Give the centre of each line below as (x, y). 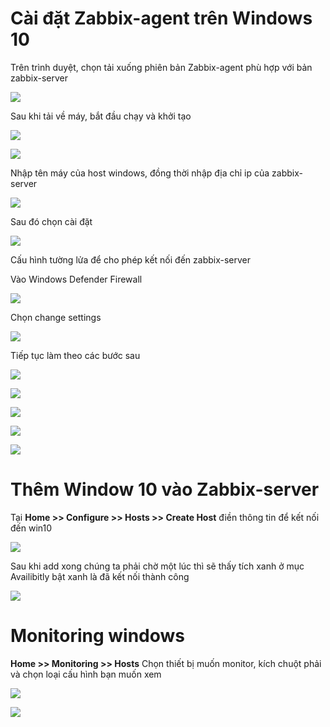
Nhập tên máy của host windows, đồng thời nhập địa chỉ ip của (140, 173)
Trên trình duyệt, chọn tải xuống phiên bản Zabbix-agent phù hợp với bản (161, 67)
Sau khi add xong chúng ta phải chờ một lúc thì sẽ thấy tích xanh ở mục (157, 566)
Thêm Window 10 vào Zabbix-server (165, 489)
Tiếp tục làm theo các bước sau (75, 355)
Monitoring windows (98, 636)
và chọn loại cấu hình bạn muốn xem (86, 674)
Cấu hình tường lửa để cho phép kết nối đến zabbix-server (131, 259)
